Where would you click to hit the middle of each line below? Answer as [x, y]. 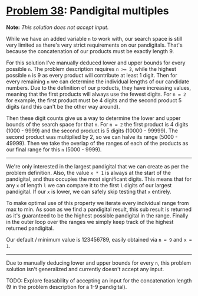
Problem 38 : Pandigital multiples [88, 11]
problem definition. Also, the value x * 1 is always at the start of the [88, 173]
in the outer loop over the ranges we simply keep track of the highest [90, 222]
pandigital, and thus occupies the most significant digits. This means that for [99, 179]
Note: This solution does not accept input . [57, 27]
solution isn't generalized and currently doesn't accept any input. [85, 269]
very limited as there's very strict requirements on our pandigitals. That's [94, 45]
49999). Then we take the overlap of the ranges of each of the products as [97, 143]
